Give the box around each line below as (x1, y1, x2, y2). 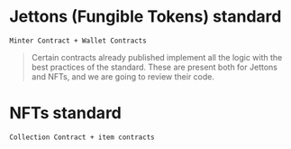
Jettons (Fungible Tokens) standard (9, 6, 282, 27)
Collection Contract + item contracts (9, 133, 155, 142)
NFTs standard (9, 103, 122, 124)
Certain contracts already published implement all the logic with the (31, 51, 283, 62)
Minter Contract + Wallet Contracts (9, 36, 147, 45)
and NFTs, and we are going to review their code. (31, 70, 214, 82)
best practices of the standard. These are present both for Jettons (31, 61, 277, 72)
